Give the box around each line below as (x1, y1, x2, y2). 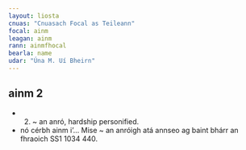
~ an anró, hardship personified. (31, 116, 140, 126)
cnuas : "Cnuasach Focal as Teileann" (8, 19, 136, 27)
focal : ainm (8, 27, 48, 35)
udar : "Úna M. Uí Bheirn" (8, 57, 95, 65)
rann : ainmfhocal (8, 42, 67, 50)
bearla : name (8, 49, 52, 57)
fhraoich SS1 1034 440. (19, 134, 98, 144)
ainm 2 (8, 86, 44, 101)
